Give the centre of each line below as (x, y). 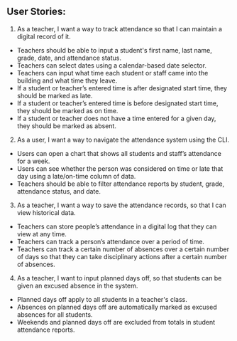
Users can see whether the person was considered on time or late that (120, 168)
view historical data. (46, 212)
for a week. (33, 161)
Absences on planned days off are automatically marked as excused (117, 307)
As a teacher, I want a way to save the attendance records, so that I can (121, 205)
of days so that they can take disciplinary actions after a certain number (122, 256)
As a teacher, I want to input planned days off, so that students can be (119, 278)
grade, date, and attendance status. (69, 58)
